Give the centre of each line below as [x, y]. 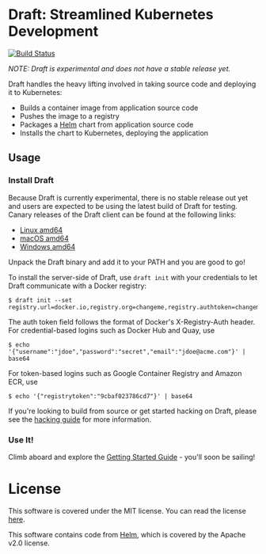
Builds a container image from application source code [109, 108]
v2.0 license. [29, 543]
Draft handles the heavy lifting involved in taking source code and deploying [132, 84]
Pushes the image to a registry [70, 116]
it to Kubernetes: [35, 92]
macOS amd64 [44, 238]
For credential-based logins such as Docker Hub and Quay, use [112, 330]
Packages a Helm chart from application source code [106, 124]
